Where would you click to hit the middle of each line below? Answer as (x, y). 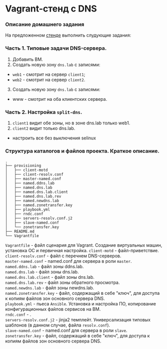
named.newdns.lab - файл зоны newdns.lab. (50, 288)
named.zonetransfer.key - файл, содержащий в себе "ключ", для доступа (82, 293)
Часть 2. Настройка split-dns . (44, 112)
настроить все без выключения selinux (54, 138)
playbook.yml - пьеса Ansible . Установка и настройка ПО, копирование (81, 304)
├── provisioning (23, 166)
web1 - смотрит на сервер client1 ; (49, 74)
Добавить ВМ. (28, 59)
